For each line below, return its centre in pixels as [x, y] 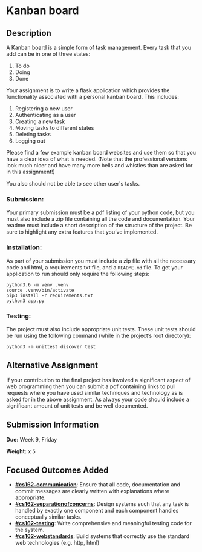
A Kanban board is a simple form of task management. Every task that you [99, 47]
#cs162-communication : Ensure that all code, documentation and [97, 485]
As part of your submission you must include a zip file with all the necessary [101, 261]
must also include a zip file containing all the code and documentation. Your [101, 219]
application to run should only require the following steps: [78, 274]
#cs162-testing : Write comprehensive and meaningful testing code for [103, 523]
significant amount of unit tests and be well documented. [77, 406]
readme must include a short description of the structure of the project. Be [99, 226]
